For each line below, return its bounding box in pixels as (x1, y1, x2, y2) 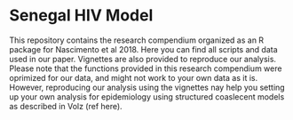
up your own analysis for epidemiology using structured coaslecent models (9, 91, 285, 102)
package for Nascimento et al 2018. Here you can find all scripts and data (9, 44, 278, 54)
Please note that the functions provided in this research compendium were (9, 63, 282, 74)
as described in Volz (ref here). (9, 100, 123, 111)
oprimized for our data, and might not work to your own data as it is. (9, 72, 258, 83)
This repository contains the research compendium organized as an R (9, 35, 265, 45)
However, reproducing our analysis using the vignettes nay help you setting (9, 82, 286, 92)
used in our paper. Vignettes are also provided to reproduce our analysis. (9, 53, 277, 64)
